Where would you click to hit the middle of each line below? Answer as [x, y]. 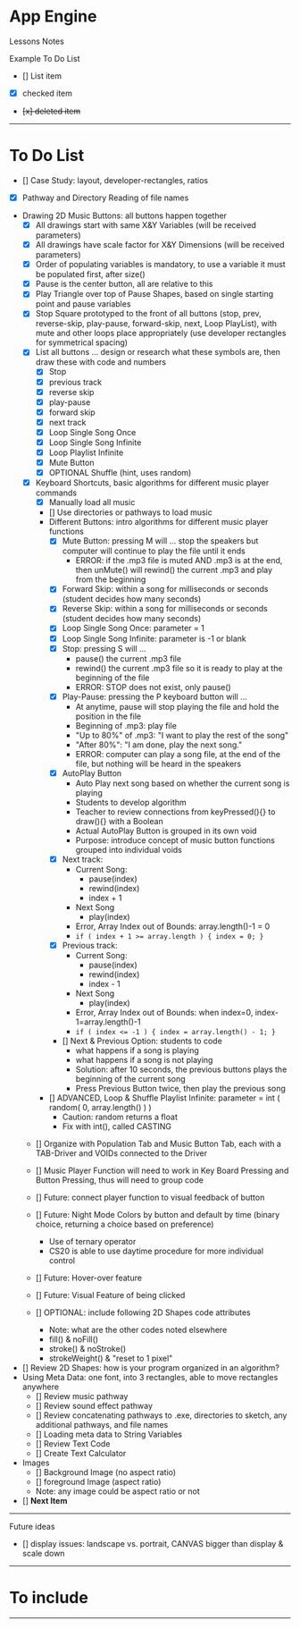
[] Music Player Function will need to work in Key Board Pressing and [162, 1170]
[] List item [42, 76]
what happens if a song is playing [137, 1050]
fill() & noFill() [74, 1339]
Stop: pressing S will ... [104, 648]
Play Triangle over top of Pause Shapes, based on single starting [154, 294]
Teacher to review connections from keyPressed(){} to [175, 812]
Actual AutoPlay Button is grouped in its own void [166, 831]
